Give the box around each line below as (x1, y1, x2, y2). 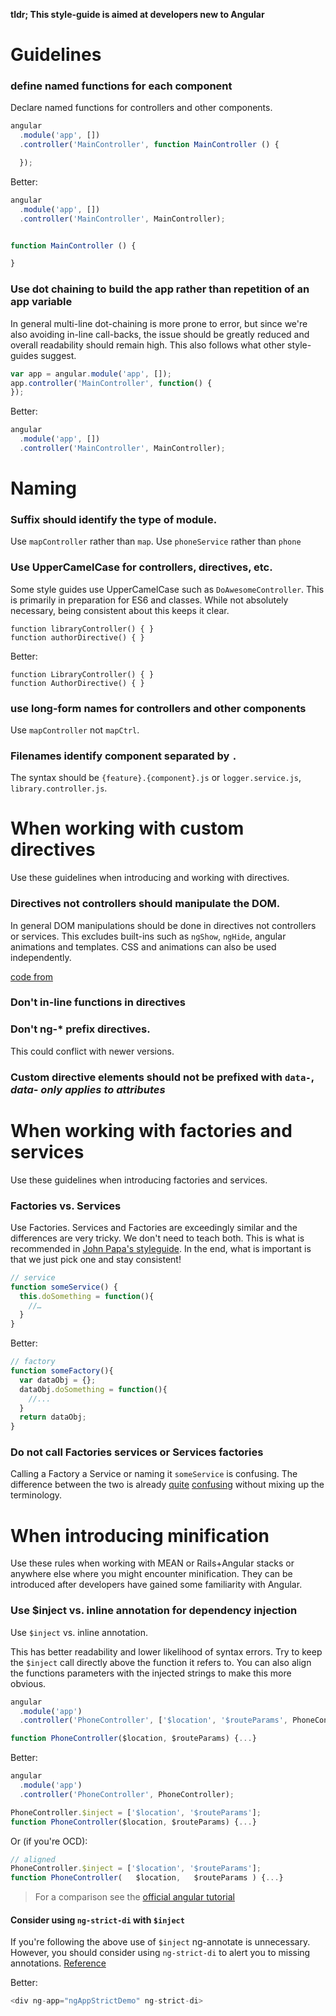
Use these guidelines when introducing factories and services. (10, 1174, 268, 1186)
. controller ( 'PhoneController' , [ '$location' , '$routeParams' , (19, 1715, 288, 1726)
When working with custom (10, 817, 245, 840)
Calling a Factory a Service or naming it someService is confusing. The (10, 1468, 298, 1480)
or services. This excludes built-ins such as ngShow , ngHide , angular (10, 930, 287, 942)
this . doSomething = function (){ (19, 1291, 155, 1301)
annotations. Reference (10, 1957, 107, 1969)
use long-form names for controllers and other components (10, 701, 307, 715)
